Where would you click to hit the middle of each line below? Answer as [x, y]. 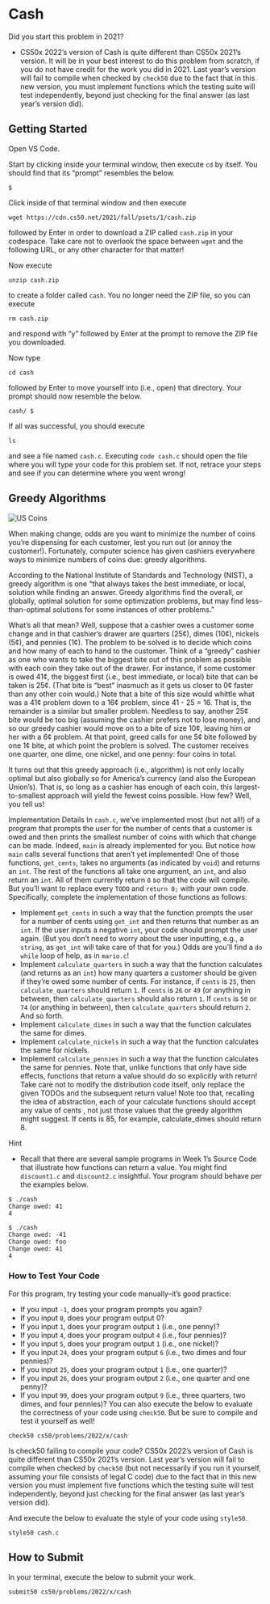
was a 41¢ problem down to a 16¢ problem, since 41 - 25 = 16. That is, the [130, 702]
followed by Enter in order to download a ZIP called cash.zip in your [121, 232]
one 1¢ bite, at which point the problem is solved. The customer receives [129, 745]
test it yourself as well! [57, 1420]
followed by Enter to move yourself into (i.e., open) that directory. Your [125, 387]
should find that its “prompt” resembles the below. [91, 173]
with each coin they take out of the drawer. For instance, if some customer [132, 668]
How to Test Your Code [54, 1276]
